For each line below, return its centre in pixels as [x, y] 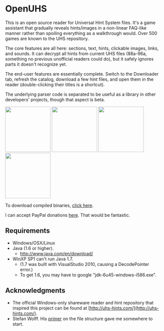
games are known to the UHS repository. [47, 39]
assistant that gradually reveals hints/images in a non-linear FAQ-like [76, 28]
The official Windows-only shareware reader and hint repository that [83, 302]
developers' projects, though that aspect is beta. [55, 99]
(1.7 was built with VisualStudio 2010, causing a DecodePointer [84, 264]
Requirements [27, 231]
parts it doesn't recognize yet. [36, 64]
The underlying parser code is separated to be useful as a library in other [80, 94]
